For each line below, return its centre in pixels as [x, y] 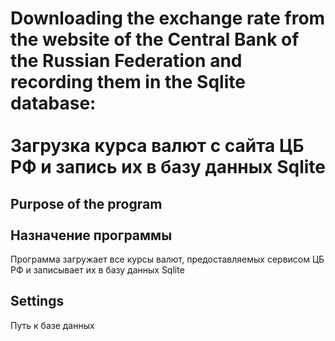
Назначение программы [91, 235]
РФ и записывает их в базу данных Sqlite [97, 270]
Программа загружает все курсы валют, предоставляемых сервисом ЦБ [167, 259]
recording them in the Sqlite [128, 82]
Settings [37, 301]
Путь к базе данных [52, 325]
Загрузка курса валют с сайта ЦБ [157, 146]
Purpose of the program [86, 203]
